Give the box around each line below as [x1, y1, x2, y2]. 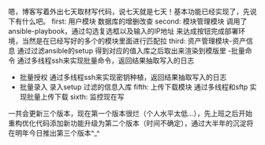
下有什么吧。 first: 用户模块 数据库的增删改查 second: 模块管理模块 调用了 [8, 16, 248, 26]
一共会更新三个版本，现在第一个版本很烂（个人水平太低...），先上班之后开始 [8, 109, 253, 118]
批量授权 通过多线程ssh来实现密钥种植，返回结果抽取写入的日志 [19, 73, 227, 82]
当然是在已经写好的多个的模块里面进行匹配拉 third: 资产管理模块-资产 [21, 36, 247, 45]
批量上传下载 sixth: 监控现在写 [26, 92, 125, 101]
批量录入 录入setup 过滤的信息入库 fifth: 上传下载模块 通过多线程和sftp [19, 82, 248, 92]
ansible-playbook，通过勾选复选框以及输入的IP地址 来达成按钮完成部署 [8, 27, 239, 35]
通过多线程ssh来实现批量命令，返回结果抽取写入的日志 [17, 56, 195, 65]
